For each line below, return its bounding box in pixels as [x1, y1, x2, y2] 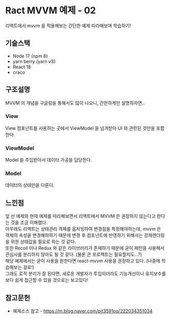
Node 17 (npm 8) [12, 53, 48, 59]
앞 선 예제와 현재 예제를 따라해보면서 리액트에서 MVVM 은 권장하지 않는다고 [5, 213, 156, 219]
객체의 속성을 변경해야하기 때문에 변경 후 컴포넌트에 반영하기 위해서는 [5, 232, 143, 238]
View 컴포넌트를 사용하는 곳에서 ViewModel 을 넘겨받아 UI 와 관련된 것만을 [5, 125, 155, 131]
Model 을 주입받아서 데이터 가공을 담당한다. [5, 157, 92, 163]
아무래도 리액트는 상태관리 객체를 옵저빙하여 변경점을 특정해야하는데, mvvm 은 [5, 226, 161, 232]
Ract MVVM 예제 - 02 [5, 5, 96, 16]
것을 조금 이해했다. [10, 219, 47, 225]
